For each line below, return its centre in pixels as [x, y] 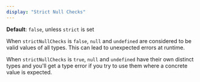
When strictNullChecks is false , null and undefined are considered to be [99, 41]
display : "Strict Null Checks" [46, 12]
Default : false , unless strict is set [50, 29]
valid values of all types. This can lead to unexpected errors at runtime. [95, 47]
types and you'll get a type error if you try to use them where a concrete [97, 66]
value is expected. [29, 72]
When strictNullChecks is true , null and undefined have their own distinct [100, 59]
